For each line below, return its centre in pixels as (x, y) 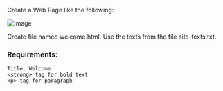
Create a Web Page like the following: (61, 10)
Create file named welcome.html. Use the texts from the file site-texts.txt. (112, 37)
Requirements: (33, 54)
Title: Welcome (29, 69)
